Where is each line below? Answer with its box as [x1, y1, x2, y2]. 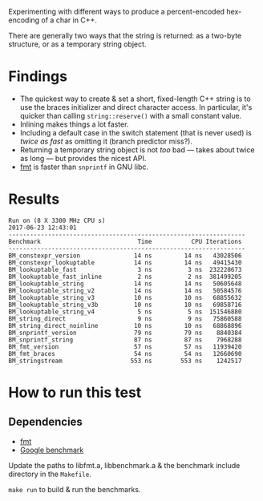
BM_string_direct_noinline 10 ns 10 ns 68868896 [8, 321, 242, 329]
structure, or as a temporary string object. [8, 39, 147, 49]
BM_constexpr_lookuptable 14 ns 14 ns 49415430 [8, 258, 242, 267]
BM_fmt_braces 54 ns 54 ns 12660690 [8, 349, 242, 358]
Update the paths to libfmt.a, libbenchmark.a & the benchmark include [8, 460, 241, 470]
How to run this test [8, 384, 142, 402]
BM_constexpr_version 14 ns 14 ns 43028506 [8, 252, 242, 260]
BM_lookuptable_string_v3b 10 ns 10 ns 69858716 [8, 301, 242, 309]
